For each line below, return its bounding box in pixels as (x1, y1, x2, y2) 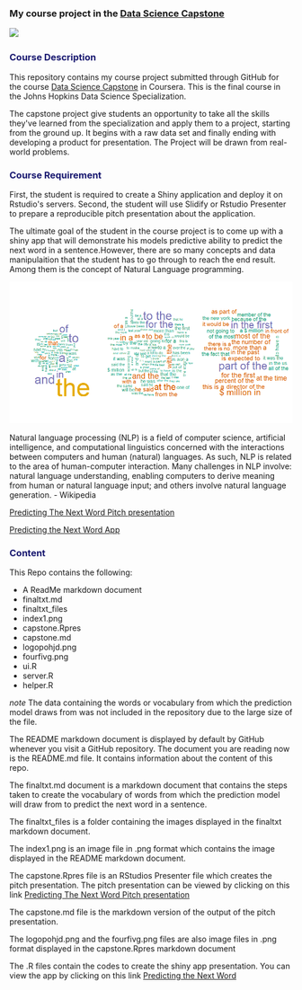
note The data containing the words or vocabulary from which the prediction (9, 697, 292, 708)
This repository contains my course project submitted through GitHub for (9, 71, 280, 83)
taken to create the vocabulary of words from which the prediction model (9, 790, 280, 800)
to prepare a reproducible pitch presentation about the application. (9, 208, 256, 218)
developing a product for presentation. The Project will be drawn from (9, 137, 268, 147)
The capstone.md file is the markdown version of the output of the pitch (9, 906, 276, 918)
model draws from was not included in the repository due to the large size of (9, 707, 293, 718)
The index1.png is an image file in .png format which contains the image (9, 844, 276, 854)
